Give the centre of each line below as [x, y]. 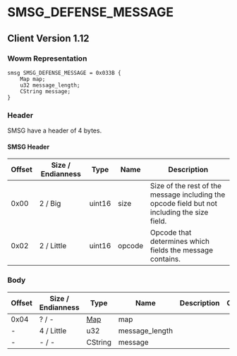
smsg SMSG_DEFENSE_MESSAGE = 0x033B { [64, 73]
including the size [180, 212]
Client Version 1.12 [48, 38]
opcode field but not [184, 204]
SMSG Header [29, 147]
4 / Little [53, 331]
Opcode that [171, 233]
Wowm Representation [47, 59]
